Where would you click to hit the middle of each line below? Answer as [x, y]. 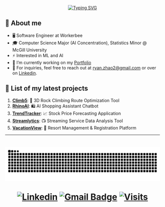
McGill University [29, 50]
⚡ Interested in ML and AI [38, 55]
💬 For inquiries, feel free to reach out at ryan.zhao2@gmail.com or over [84, 68]
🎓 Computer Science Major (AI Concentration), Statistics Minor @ [80, 43]
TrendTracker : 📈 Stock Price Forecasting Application [67, 113]
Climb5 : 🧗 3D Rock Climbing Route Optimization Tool [66, 100]
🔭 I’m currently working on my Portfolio [52, 62]
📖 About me [23, 23]
